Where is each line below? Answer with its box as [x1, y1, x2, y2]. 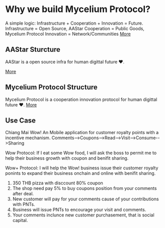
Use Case [5, 116, 36, 125]
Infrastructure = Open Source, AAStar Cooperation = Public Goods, [5, 25, 145, 31]
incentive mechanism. [5, 135, 51, 141]
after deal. [12, 191, 34, 197]
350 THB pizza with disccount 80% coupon [12, 180, 103, 186]
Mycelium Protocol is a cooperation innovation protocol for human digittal [5, 96, 157, 102]
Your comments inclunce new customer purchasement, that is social [12, 212, 154, 218]
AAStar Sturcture [5, 45, 60, 54]
